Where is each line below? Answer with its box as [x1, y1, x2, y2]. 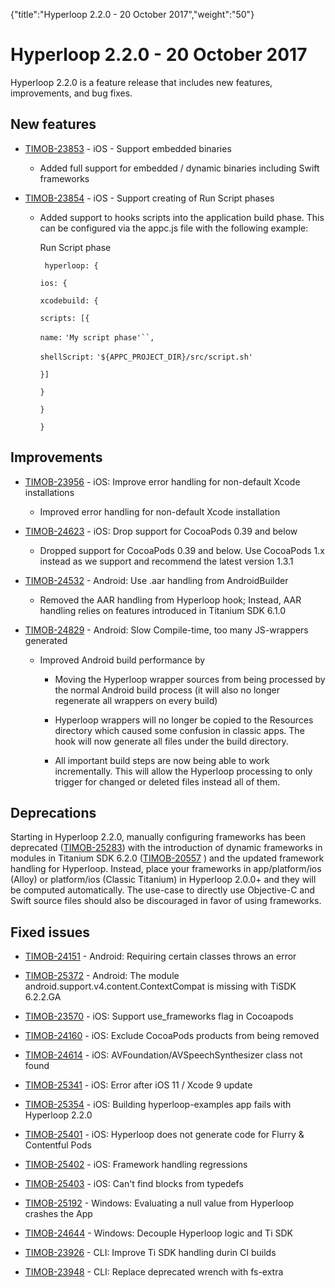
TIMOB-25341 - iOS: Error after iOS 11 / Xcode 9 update [24, 1079, 253, 1091]
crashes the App [24, 1208, 93, 1220]
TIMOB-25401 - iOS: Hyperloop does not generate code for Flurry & [24, 1129, 305, 1141]
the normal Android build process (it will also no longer [54, 684, 281, 696]
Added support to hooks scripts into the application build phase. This [39, 211, 325, 223]
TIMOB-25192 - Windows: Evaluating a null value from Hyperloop [24, 1197, 295, 1209]
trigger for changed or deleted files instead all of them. [54, 775, 281, 788]
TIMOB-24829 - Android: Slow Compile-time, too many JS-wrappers [24, 624, 309, 636]
